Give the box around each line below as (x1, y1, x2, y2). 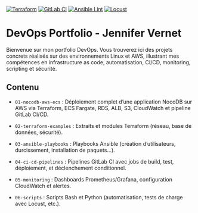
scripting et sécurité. (6, 65, 57, 72)
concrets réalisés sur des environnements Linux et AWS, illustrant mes (6, 52, 180, 59)
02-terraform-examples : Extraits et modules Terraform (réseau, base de (14, 122, 192, 129)
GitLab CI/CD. (14, 111, 49, 118)
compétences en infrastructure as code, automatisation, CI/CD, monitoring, (6, 58, 191, 65)
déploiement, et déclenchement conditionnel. (14, 164, 126, 171)
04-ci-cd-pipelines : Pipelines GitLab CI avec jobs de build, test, (14, 158, 174, 165)
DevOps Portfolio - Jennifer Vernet (6, 27, 182, 40)
